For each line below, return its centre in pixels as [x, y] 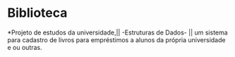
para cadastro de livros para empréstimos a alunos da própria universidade [116, 39]
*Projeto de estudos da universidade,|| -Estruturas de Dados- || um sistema [117, 32]
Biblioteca [37, 13]
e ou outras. [25, 47]
